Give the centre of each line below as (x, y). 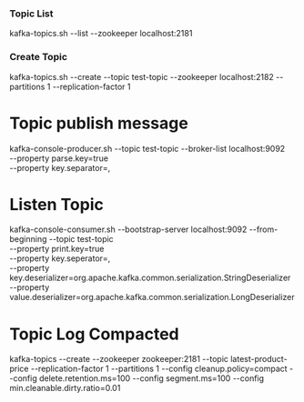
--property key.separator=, (60, 167)
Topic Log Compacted (94, 334)
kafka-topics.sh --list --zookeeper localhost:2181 (101, 34)
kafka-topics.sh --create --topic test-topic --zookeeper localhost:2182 (142, 76)
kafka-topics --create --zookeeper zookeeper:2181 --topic (119, 359)
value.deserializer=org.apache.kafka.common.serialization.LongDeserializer (152, 297)
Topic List (31, 14)
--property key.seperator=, (60, 258)
